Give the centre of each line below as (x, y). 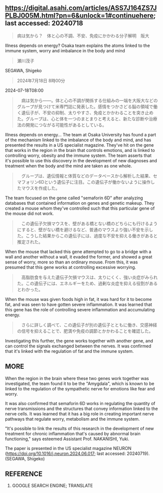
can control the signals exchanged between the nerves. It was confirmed (78, 346)
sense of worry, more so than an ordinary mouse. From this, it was (72, 262)
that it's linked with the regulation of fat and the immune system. (69, 351)
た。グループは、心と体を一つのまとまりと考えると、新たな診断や (83, 119)
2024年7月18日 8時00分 (41, 81)
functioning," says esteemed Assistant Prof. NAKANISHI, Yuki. (67, 439)
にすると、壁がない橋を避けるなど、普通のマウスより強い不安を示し (85, 230)
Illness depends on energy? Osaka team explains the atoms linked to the (77, 45)
